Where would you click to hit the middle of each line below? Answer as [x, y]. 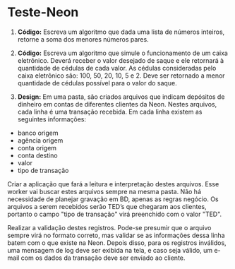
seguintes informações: [52, 119]
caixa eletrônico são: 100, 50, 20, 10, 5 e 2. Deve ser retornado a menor [121, 76]
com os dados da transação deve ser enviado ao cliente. [103, 258]
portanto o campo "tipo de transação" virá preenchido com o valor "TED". [115, 214]
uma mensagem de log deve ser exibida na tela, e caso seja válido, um [110, 250]
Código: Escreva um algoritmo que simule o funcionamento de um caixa [122, 53]
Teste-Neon [43, 12]
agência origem [40, 140]
